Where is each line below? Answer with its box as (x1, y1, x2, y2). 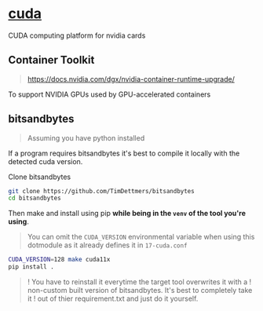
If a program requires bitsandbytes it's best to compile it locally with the (8, 148, 240, 158)
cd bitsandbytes (8, 194, 61, 203)
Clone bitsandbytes (8, 172, 71, 181)
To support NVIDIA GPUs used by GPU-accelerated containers (8, 90, 211, 99)
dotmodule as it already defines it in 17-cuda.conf (27, 240, 188, 250)
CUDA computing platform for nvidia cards (8, 31, 146, 40)
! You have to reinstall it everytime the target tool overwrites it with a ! (27, 277, 252, 287)
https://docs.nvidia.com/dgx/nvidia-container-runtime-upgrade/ (27, 74, 236, 83)
